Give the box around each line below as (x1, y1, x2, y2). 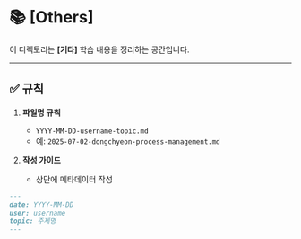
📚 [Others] (9, 7, 94, 28)
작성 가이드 (21, 155, 61, 165)
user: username (9, 208, 66, 217)
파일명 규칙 (21, 107, 61, 118)
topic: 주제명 (9, 217, 56, 226)
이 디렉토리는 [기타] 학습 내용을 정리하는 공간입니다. (9, 44, 190, 55)
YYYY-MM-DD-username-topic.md (35, 127, 150, 136)
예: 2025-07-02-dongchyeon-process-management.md (35, 136, 221, 146)
